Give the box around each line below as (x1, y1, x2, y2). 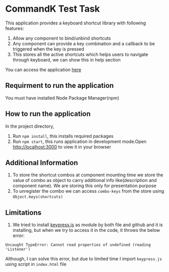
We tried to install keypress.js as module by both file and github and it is (12, 222, 163, 228)
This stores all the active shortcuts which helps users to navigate (12, 51, 149, 57)
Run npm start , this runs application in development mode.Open (12, 138, 147, 144)
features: (5, 25, 24, 31)
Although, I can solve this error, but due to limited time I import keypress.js (5, 256, 162, 262)
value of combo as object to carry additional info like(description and (12, 177, 157, 184)
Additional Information (5, 158, 78, 167)
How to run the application (5, 110, 91, 118)
